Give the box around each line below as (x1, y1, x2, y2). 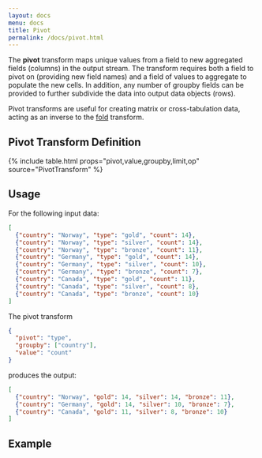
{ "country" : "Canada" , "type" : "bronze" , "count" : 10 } (15, 290, 200, 298)
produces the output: (8, 370, 77, 380)
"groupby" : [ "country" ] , (15, 341, 97, 350)
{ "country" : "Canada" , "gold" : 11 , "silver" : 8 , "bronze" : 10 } (15, 407, 228, 415)
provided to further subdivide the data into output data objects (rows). (8, 88, 236, 99)
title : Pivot (8, 26, 51, 34)
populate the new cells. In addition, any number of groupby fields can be (8, 81, 245, 90)
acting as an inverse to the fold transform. (8, 112, 144, 122)
